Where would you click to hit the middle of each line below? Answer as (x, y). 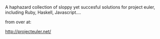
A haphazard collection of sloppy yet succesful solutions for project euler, (80, 7)
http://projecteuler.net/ (28, 31)
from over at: (18, 22)
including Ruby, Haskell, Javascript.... (43, 12)
